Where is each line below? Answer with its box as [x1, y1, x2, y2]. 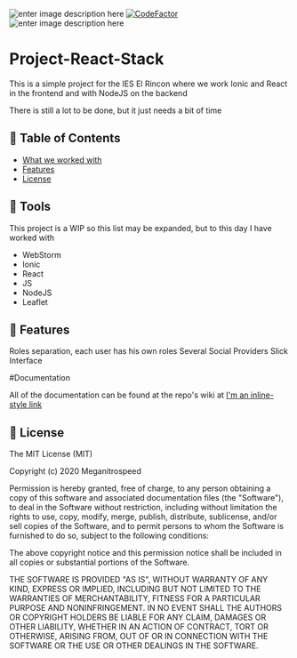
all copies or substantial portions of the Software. [9, 557, 189, 568]
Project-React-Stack [9, 49, 165, 69]
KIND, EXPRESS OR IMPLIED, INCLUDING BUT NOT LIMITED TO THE [9, 583, 261, 595]
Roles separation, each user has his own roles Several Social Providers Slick [9, 346, 289, 357]
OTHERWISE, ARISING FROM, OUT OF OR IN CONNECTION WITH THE [9, 631, 269, 642]
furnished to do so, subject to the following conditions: [9, 530, 209, 542]
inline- [250, 389, 274, 400]
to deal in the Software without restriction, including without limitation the [9, 502, 277, 513]
